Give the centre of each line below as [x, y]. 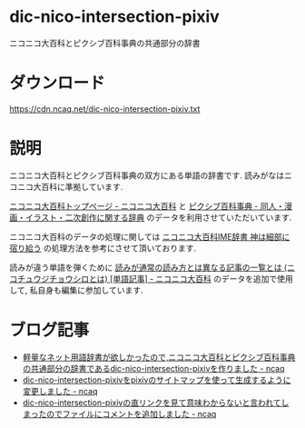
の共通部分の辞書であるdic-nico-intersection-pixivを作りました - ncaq [153, 368]
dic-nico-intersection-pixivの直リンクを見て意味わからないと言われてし [156, 403]
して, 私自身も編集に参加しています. [76, 290]
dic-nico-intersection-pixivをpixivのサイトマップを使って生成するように [157, 380]
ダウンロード [58, 83]
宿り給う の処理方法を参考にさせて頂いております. [103, 248]
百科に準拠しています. [82, 186]
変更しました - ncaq [60, 391]
